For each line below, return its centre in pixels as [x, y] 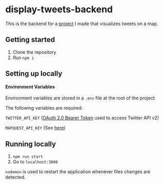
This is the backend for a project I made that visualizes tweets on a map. [82, 24]
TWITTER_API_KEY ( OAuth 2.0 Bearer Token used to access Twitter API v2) [82, 118]
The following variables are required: [44, 108]
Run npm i [23, 57]
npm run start [28, 157]
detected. [15, 177]
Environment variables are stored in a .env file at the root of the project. [81, 98]
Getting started [30, 40]
